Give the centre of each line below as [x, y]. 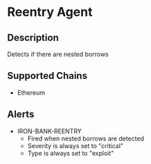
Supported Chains [47, 76]
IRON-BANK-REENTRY [49, 131]
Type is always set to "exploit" [71, 153]
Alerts [21, 115]
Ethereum [31, 92]
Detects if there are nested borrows [58, 54]
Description [33, 38]
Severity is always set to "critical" [75, 145]
